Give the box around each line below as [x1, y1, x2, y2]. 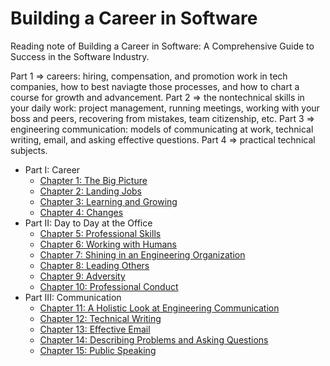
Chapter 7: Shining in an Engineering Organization [39, 248, 246, 261]
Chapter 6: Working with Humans [39, 238, 177, 250]
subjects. [10, 144, 48, 156]
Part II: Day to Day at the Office [24, 217, 153, 229]
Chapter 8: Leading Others [39, 259, 150, 271]
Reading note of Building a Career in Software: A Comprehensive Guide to [10, 40, 315, 52]
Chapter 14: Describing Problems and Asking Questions [39, 333, 269, 346]
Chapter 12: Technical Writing [39, 312, 162, 324]
